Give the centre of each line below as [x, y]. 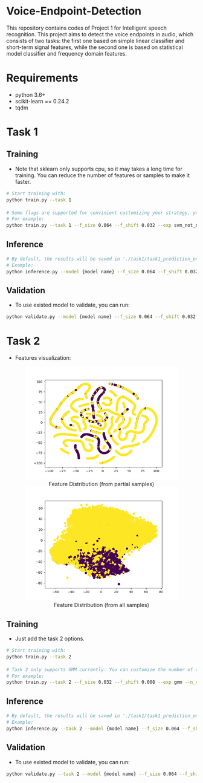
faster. [23, 181]
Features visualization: [43, 358]
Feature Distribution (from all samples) [101, 605]
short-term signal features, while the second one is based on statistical [95, 47]
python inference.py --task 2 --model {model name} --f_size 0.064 [93, 729]
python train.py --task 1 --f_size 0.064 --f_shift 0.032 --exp [89, 226]
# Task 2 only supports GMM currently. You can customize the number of [100, 669]
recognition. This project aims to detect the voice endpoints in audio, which [100, 34]
